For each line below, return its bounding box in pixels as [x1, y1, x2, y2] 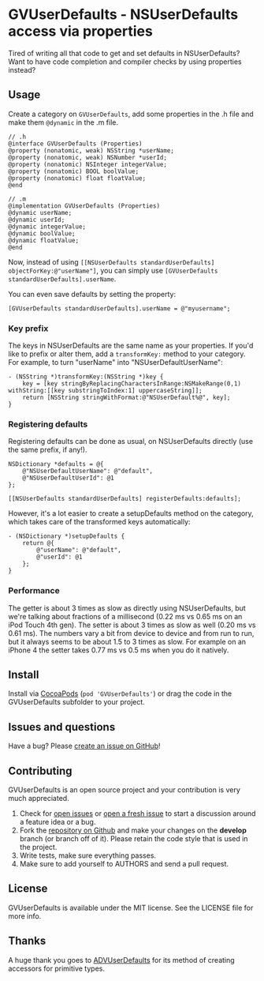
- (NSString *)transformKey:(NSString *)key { [8, 373, 164, 381]
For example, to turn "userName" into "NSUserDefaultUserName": [8, 358, 223, 367]
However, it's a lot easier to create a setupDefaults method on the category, [8, 509, 254, 518]
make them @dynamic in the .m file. [8, 117, 118, 127]
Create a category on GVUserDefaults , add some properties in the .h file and [8, 109, 254, 118]
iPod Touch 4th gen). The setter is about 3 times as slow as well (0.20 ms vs [8, 620, 256, 630]
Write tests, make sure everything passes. [19, 851, 156, 860]
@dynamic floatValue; [8, 236, 80, 244]
